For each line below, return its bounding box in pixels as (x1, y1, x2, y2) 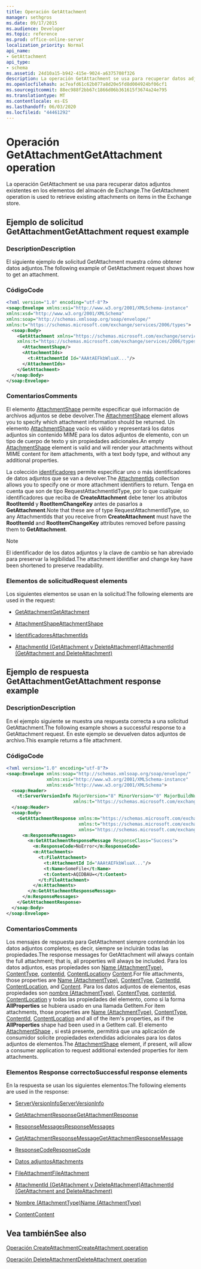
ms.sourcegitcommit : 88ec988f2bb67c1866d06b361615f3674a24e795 (6, 87, 167, 93)
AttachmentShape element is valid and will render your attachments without (6, 444, 193, 451)
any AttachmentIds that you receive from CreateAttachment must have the (6, 513, 191, 520)
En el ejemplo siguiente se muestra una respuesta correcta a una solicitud (6, 717, 188, 724)
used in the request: (6, 597, 56, 604)
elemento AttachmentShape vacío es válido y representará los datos (6, 425, 175, 432)
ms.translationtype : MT (6, 92, 66, 98)
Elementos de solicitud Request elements (6, 577, 127, 585)
